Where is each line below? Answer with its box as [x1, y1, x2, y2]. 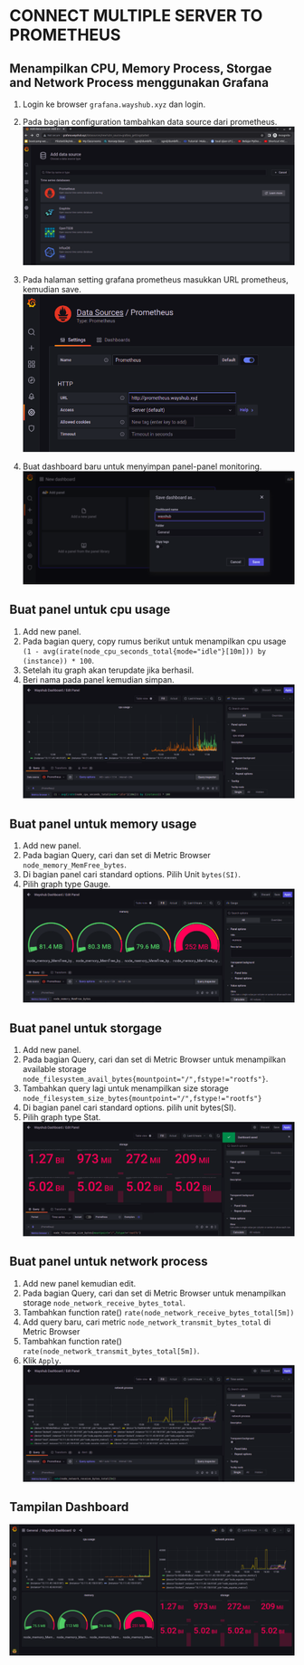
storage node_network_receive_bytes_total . [22, 1297, 185, 1308]
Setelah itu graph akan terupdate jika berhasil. [22, 665, 195, 675]
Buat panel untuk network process [9, 1254, 208, 1269]
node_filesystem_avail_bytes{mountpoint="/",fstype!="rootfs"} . [22, 1074, 269, 1085]
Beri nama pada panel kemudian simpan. [22, 674, 175, 684]
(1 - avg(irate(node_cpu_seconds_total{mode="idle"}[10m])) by [22, 646, 267, 656]
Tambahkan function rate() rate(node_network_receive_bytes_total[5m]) [22, 1306, 295, 1317]
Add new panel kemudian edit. [22, 1277, 137, 1288]
